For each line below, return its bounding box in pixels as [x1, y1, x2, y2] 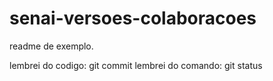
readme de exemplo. [9, 40, 94, 52]
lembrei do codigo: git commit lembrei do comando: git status [9, 59, 263, 71]
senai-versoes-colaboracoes [9, 7, 257, 30]
